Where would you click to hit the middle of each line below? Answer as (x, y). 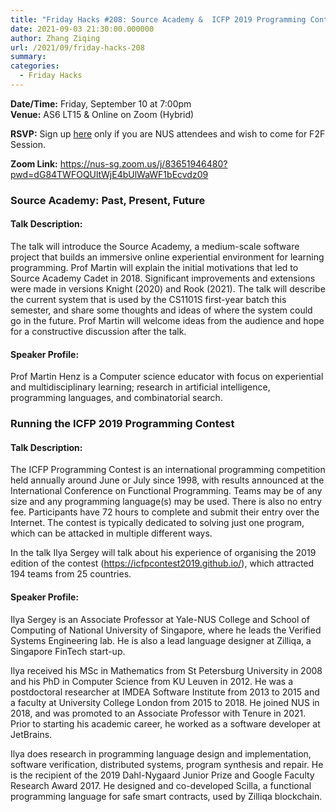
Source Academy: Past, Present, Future (108, 200)
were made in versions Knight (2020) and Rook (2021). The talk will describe (168, 289)
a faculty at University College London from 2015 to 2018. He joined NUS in (165, 702)
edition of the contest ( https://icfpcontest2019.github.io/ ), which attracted (162, 563)
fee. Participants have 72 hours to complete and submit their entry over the (165, 512)
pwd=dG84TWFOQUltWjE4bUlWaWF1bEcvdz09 (109, 174)
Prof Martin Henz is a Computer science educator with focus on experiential (167, 377)
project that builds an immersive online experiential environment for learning (167, 257)
